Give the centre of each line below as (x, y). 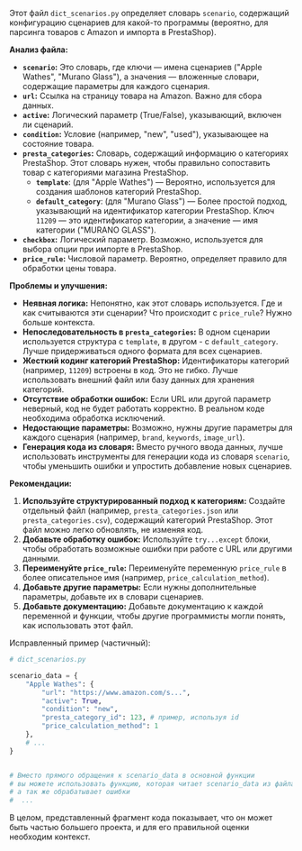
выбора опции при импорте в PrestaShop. (102, 249)
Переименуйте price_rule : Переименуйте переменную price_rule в (154, 568)
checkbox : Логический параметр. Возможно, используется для (142, 239)
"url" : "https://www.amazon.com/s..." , (116, 692)
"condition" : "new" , (80, 709)
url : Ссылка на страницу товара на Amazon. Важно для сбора (142, 96)
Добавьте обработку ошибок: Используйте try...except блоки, (147, 539)
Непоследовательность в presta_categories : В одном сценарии (146, 332)
